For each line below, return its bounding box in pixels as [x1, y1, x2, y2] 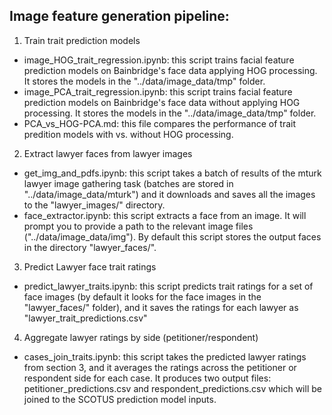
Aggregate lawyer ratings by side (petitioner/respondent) [23, 331, 259, 343]
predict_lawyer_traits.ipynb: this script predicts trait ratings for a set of [23, 280, 314, 292]
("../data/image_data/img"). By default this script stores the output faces [23, 230, 322, 243]
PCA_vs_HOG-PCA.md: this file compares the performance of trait [23, 117, 297, 129]
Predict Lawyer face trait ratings [23, 260, 157, 273]
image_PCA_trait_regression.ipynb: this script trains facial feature [23, 85, 293, 98]
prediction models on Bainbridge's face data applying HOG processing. [23, 64, 318, 76]
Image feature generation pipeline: [9, 8, 230, 25]
